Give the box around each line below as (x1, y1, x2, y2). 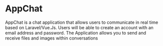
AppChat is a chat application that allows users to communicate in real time (5, 19, 159, 25)
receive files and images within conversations (5, 35, 98, 41)
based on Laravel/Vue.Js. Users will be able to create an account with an (5, 24, 154, 30)
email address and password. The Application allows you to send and (5, 30, 147, 36)
